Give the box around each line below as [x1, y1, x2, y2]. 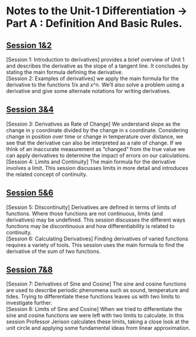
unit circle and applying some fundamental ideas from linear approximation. [6, 325, 191, 332]
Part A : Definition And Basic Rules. [6, 17, 182, 30]
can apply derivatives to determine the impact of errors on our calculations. [6, 152, 191, 159]
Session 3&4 [6, 105, 54, 115]
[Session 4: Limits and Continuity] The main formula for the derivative [6, 158, 176, 165]
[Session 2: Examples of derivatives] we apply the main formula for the [6, 75, 179, 82]
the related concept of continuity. [6, 171, 88, 178]
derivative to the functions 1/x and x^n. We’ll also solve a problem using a [6, 81, 185, 88]
